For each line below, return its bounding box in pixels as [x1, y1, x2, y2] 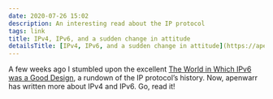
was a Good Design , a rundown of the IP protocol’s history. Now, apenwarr [8, 73, 258, 83]
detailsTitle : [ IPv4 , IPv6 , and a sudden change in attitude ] [8, 42, 223, 50]
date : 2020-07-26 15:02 [8, 11, 89, 20]
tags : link [8, 27, 45, 35]
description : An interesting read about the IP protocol [8, 19, 206, 28]
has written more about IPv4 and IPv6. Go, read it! [8, 82, 175, 92]
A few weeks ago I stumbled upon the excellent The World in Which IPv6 [8, 64, 252, 74]
